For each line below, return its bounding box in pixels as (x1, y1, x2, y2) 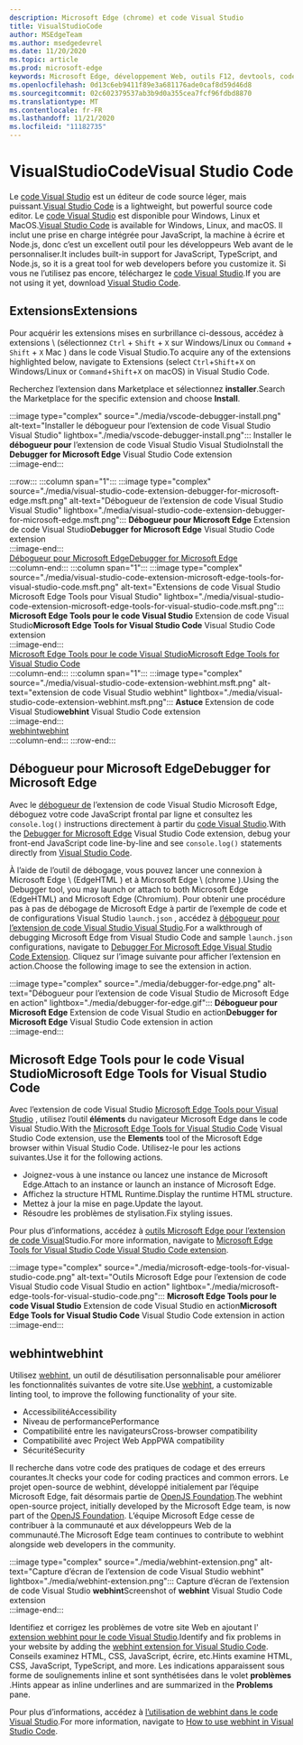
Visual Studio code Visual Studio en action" (9, 1281, 170, 1292)
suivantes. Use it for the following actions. (9, 1152, 163, 1163)
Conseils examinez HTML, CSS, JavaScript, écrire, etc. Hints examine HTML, (9, 1651, 293, 1662)
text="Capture (9, 1566, 63, 1577)
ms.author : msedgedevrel (9, 38, 103, 48)
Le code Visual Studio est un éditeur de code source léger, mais (9, 190, 247, 201)
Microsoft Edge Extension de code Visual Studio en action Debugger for (9, 1007, 278, 1017)
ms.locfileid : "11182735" (9, 123, 106, 132)
